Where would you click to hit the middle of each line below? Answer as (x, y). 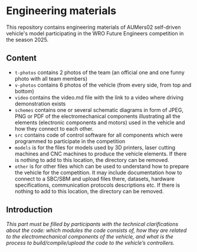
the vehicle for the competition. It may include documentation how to (98, 173)
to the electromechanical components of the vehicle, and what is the (90, 236)
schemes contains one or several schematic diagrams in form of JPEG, (99, 110)
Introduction (29, 210)
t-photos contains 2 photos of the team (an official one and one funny (99, 72)
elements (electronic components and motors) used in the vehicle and (100, 122)
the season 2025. (27, 39)
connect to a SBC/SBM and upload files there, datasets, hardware (95, 178)
